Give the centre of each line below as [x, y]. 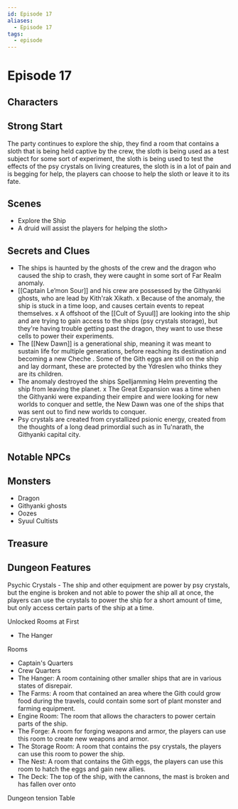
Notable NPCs [39, 457]
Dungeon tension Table [42, 798]
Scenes [24, 203]
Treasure [28, 543]
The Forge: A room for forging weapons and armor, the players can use [121, 731]
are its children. [40, 374]
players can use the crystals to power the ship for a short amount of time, [115, 600]
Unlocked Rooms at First [43, 622]
